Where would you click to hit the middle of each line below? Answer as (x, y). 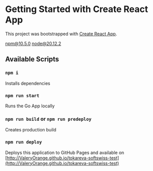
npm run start (22, 96)
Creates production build (31, 130)
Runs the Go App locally (30, 106)
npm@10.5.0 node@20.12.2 (33, 43)
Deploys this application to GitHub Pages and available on (65, 152)
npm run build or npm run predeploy (48, 119)
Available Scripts (32, 59)
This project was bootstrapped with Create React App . (61, 34)
